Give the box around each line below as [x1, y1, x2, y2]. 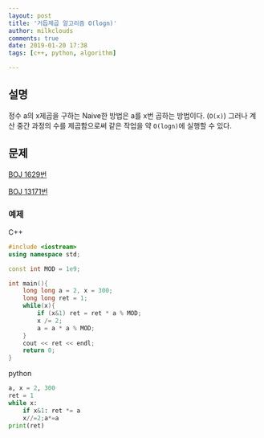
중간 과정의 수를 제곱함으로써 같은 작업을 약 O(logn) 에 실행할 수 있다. [16, 121, 233, 130]
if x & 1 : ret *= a [22, 407, 81, 415]
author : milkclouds [8, 27, 74, 35]
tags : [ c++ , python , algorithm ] [8, 49, 116, 57]
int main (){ [8, 279, 48, 288]
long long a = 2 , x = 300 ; [22, 287, 113, 295]
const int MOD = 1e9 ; [8, 264, 81, 273]
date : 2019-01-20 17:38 [8, 42, 88, 50]
